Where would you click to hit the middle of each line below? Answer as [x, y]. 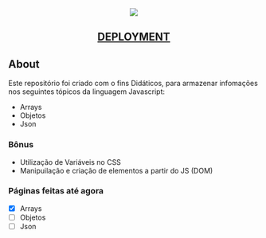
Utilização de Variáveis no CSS [70, 162]
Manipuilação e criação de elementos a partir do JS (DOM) [116, 170]
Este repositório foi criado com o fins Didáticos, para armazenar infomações [133, 84]
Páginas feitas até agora [56, 191]
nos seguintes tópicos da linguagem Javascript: [87, 92]
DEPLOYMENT [134, 37]
